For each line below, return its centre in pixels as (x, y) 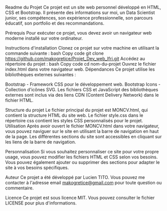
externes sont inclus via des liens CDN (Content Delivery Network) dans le (82, 95)
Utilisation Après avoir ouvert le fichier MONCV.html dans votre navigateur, (82, 126)
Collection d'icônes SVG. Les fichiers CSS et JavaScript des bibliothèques (82, 89)
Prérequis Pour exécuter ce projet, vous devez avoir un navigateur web (78, 33)
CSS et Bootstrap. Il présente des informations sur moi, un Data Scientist (80, 13)
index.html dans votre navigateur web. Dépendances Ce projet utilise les (80, 69)
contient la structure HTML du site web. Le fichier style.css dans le (74, 115)
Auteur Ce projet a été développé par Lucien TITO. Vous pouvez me (75, 177)
